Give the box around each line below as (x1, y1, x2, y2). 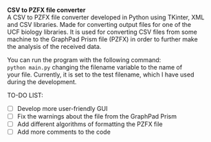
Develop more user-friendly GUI (16, 105, 108, 112)
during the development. (7, 78, 77, 85)
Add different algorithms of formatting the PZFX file (16, 120, 163, 128)
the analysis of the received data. (7, 43, 102, 50)
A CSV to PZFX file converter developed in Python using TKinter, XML (7, 13, 205, 21)
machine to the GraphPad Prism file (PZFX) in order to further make (7, 35, 198, 43)
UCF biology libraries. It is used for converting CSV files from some (7, 28, 197, 36)
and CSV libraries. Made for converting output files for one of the (7, 21, 192, 28)
